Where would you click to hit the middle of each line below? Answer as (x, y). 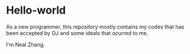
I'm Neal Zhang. (26, 45)
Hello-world (36, 10)
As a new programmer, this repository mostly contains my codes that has (95, 27)
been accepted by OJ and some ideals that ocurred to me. (77, 33)
